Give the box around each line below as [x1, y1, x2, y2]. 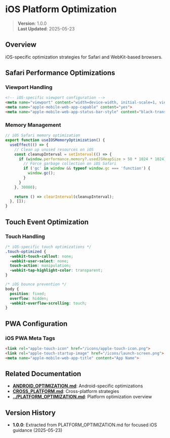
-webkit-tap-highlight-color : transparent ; [10, 268, 103, 273]
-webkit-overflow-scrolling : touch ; [10, 301, 87, 306]
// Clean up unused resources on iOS [14, 147, 94, 152]
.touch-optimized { [5, 249, 47, 254]
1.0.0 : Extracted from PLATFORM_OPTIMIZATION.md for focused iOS [12, 422, 157, 428]
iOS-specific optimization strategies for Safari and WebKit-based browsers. [5, 54, 163, 60]
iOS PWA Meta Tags [5, 335, 56, 342]
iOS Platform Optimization [5, 4, 117, 15]
